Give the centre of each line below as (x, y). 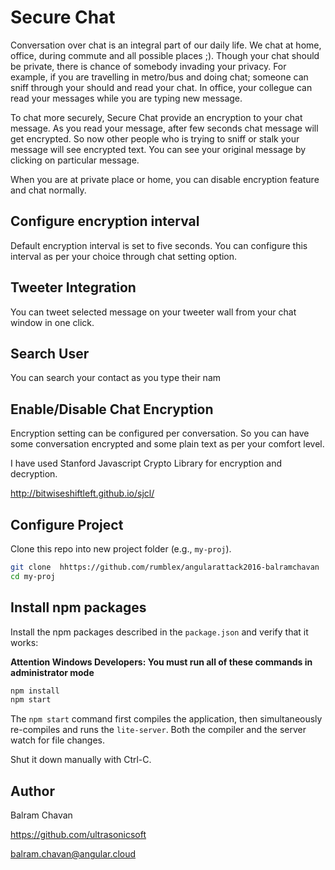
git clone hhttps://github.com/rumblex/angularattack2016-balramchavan (165, 567)
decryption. (34, 474)
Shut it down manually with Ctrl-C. (81, 760)
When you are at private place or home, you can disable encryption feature (165, 179)
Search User (50, 353)
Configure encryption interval (105, 221)
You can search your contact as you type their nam (116, 378)
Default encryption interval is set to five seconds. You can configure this (159, 245)
